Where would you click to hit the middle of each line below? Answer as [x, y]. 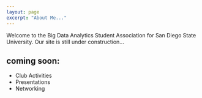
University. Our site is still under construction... [65, 42]
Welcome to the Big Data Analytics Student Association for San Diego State [101, 35]
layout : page [23, 12]
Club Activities [33, 76]
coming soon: [33, 61]
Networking [30, 89]
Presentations [33, 82]
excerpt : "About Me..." [37, 18]
